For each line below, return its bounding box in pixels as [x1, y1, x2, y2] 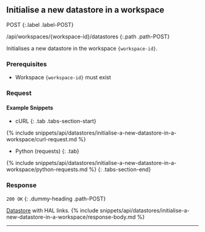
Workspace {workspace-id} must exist [15, 74, 111, 81]
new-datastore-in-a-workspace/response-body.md [6, 213, 136, 220]
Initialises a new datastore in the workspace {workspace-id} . [6, 44, 158, 52]
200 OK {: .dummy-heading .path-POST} [6, 195, 106, 202]
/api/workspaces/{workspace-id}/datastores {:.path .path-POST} [6, 33, 170, 40]
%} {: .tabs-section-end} [88, 166, 151, 173]
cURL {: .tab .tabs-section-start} [15, 118, 96, 125]
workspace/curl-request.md [6, 136, 77, 143]
